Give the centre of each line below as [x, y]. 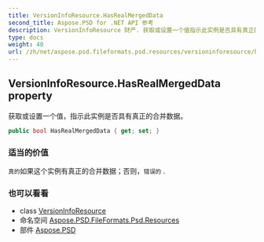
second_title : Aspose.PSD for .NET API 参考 [81, 23]
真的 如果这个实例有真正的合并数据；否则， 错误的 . [87, 170]
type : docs [26, 37]
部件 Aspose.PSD [48, 230]
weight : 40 [26, 45]
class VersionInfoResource [63, 211]
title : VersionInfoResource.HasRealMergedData [86, 15]
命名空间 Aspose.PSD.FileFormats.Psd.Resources [99, 220]
